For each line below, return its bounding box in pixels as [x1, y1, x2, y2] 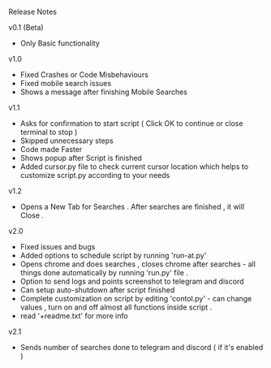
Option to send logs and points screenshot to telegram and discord [19, 276, 244, 286]
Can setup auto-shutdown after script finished [19, 285, 175, 295]
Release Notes [8, 7, 57, 16]
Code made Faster [19, 145, 83, 154]
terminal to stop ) [19, 128, 78, 136]
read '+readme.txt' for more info [19, 311, 128, 320]
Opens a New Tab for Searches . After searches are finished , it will [19, 202, 245, 211]
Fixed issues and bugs [19, 242, 96, 251]
